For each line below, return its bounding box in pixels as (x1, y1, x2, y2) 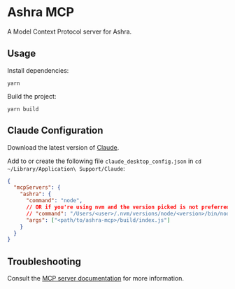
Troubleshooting (7, 255, 82, 267)
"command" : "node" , (25, 197, 83, 204)
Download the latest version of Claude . (7, 143, 120, 151)
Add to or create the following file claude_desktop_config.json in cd (7, 157, 201, 165)
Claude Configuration (7, 125, 104, 136)
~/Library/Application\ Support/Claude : (7, 164, 125, 172)
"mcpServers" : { (13, 184, 61, 191)
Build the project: (7, 92, 57, 100)
